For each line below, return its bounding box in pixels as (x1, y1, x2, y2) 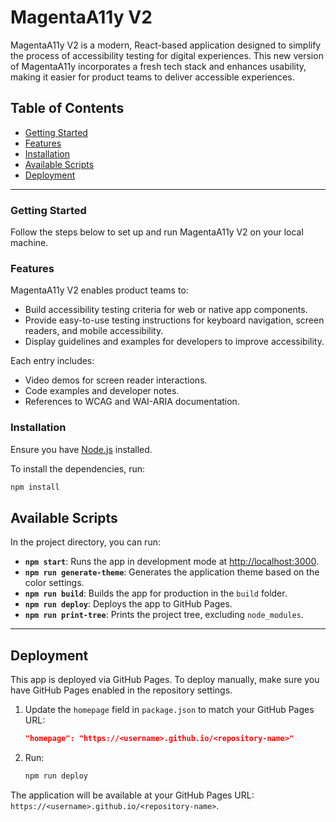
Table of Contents (10, 100, 125, 117)
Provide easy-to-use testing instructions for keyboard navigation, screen (24, 314, 325, 326)
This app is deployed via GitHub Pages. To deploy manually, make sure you (10, 674, 320, 686)
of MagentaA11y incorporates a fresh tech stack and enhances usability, (10, 60, 307, 72)
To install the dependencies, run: (10, 462, 146, 475)
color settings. (24, 577, 85, 589)
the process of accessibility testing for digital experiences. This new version (10, 49, 324, 61)
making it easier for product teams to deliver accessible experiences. (10, 71, 295, 83)
